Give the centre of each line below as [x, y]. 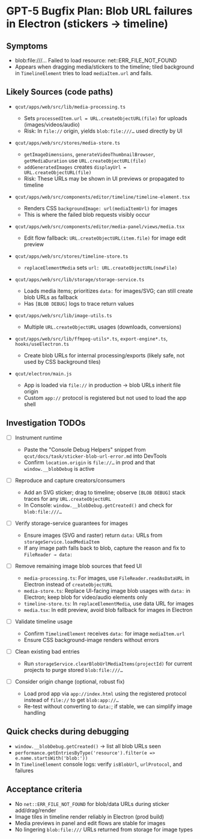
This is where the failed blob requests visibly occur [87, 214]
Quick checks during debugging [68, 732]
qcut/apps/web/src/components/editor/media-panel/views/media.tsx [100, 226]
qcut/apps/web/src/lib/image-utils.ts [63, 316]
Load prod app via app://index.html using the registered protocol [105, 694]
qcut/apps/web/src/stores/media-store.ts [67, 143]
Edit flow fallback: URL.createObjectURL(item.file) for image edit [105, 238]
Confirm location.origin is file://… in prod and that [89, 462]
